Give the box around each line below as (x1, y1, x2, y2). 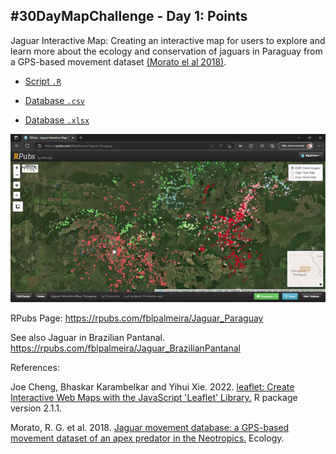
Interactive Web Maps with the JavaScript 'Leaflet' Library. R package (10, 392, 298, 404)
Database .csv (24, 94, 85, 106)
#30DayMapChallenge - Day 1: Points (10, 8, 248, 25)
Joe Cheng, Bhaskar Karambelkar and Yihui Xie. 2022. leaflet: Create (10, 381, 295, 393)
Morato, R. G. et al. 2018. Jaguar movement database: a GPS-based (10, 422, 290, 434)
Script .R (24, 75, 62, 87)
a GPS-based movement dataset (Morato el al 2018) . (10, 55, 227, 68)
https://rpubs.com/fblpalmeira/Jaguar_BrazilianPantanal (10, 342, 241, 354)
